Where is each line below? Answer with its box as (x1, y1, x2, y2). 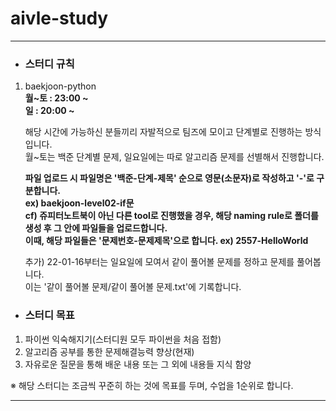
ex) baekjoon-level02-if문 (24, 197, 135, 209)
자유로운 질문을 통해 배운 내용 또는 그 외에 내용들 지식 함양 (24, 358, 252, 370)
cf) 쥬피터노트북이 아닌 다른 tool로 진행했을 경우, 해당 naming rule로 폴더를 (24, 210, 319, 222)
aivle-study (10, 7, 109, 30)
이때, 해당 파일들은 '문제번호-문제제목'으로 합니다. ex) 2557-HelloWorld (24, 235, 309, 247)
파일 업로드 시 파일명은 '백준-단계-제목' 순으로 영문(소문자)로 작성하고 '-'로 (24, 172, 315, 184)
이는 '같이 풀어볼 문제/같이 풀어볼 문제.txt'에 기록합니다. (24, 281, 242, 293)
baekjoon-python (24, 80, 97, 92)
